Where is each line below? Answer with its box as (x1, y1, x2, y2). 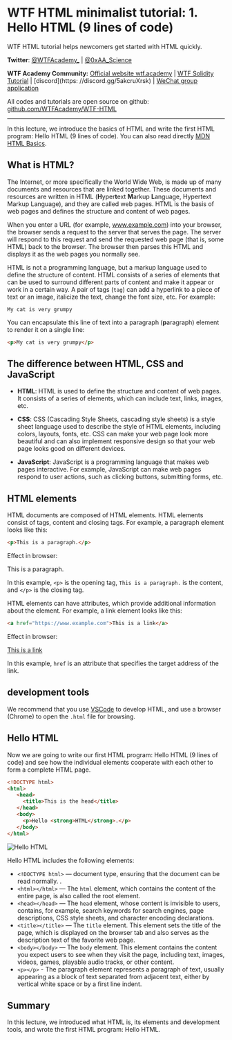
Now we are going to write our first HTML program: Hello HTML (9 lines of (7, 750, 219, 759)
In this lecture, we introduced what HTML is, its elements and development (7, 1018, 220, 1026)
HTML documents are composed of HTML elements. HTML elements (7, 511, 204, 519)
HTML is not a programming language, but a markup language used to (7, 263, 207, 271)
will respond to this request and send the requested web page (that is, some (7, 235, 224, 243)
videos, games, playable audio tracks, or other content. (17, 958, 175, 966)
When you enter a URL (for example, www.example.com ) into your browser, (7, 220, 222, 229)
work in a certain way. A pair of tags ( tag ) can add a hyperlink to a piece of (7, 285, 220, 293)
